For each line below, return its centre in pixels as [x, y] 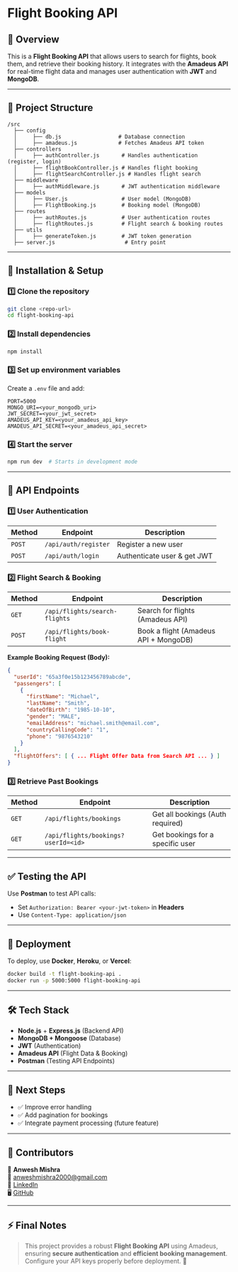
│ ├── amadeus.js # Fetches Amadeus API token [109, 143]
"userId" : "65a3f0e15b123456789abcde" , [73, 677]
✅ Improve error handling [55, 1107]
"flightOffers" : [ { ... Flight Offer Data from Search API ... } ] [117, 756]
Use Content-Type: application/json [72, 915]
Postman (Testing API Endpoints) [66, 1061]
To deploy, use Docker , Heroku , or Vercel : [69, 961]
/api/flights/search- [81, 611]
